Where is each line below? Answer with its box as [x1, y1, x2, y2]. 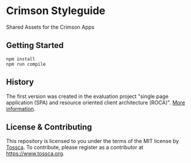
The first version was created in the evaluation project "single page [6, 93, 169, 100]
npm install [6, 56, 35, 62]
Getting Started [6, 40, 64, 50]
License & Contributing [6, 122, 92, 132]
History [6, 77, 34, 87]
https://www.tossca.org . [6, 150, 65, 157]
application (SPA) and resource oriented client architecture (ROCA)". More [6, 99, 185, 106]
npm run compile [6, 61, 46, 67]
